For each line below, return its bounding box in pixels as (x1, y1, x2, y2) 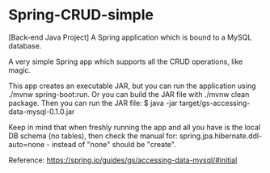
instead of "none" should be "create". (51, 139, 176, 149)
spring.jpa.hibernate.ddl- (179, 131, 263, 141)
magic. (8, 65, 32, 74)
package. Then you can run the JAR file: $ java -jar (8, 98, 178, 108)
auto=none (8, 139, 45, 149)
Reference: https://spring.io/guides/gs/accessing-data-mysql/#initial (8, 155, 238, 165)
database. (8, 40, 42, 50)
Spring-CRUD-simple (8, 6, 154, 24)
